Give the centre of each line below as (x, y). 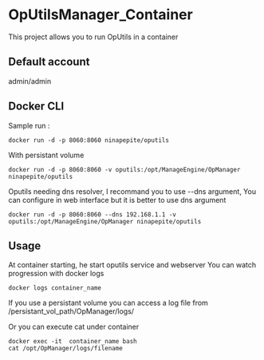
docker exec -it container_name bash (73, 342)
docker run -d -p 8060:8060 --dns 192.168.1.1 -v (93, 214)
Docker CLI (36, 107)
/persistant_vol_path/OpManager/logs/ (71, 311)
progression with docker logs (56, 274)
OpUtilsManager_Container (100, 15)
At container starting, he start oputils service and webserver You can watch (132, 265)
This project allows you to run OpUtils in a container (93, 37)
